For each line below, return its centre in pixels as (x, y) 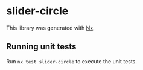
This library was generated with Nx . (50, 28)
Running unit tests (41, 47)
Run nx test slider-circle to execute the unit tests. (71, 61)
